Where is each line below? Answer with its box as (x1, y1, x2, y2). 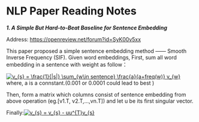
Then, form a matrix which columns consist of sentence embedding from (6, 91, 186, 98)
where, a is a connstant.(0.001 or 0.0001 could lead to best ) (6, 79, 155, 87)
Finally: (6, 109, 24, 116)
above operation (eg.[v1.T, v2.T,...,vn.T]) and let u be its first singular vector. (6, 97, 194, 105)
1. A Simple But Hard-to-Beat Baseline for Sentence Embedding (6, 24, 168, 31)
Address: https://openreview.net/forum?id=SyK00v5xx (6, 35, 141, 43)
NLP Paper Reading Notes (6, 4, 137, 18)
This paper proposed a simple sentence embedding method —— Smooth (6, 47, 187, 55)
